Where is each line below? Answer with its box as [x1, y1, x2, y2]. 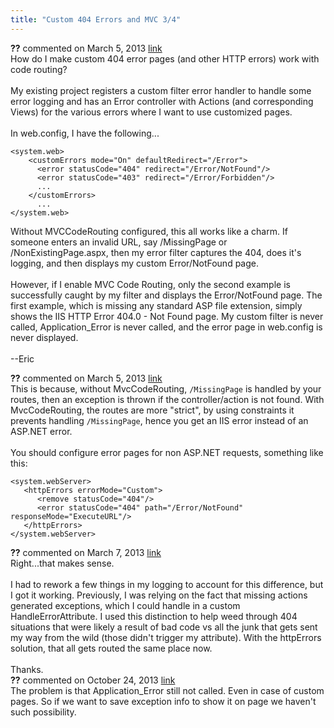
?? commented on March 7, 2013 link [10, 546, 162, 558]
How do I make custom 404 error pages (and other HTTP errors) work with [10, 52, 320, 65]
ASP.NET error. [10, 425, 73, 437]
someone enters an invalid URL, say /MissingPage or [10, 236, 228, 248]
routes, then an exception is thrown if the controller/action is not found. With [10, 393, 325, 405]
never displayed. [10, 331, 79, 343]
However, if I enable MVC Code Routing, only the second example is [10, 278, 291, 290]
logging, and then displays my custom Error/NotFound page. [10, 257, 260, 269]
